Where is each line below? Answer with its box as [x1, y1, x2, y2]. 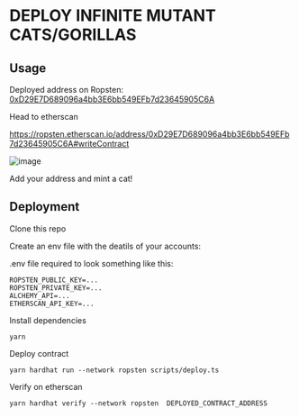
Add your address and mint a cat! [9, 173, 133, 184]
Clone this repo [9, 222, 67, 234]
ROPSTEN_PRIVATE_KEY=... [9, 283, 103, 293]
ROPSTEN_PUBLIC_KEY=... [9, 276, 99, 285]
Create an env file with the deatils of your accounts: [9, 240, 201, 251]
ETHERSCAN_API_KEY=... [9, 299, 95, 308]
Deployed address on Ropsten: [9, 85, 124, 95]
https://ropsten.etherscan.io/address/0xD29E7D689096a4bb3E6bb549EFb [9, 129, 290, 140]
